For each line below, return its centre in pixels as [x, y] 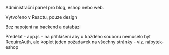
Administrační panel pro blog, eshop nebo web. [55, 7]
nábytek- [155, 42]
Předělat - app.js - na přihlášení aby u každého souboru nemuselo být [78, 37]
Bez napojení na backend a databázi [43, 27]
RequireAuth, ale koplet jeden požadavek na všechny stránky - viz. [75, 42]
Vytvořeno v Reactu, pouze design [41, 17]
